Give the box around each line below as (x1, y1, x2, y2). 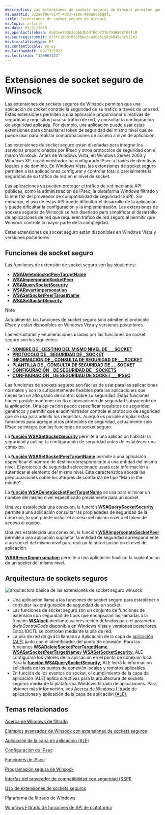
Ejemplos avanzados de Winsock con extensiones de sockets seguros (5, 728, 147, 734)
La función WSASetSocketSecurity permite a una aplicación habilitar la (5, 433, 151, 439)
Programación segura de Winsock (5, 766, 74, 772)
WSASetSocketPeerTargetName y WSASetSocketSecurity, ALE (12, 649, 143, 655)
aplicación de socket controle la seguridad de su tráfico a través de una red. (5, 106, 160, 112)
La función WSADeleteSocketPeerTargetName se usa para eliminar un (5, 489, 151, 496)
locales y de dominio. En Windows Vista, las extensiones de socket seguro (5, 163, 156, 169)
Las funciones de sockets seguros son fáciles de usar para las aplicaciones (5, 382, 158, 388)
